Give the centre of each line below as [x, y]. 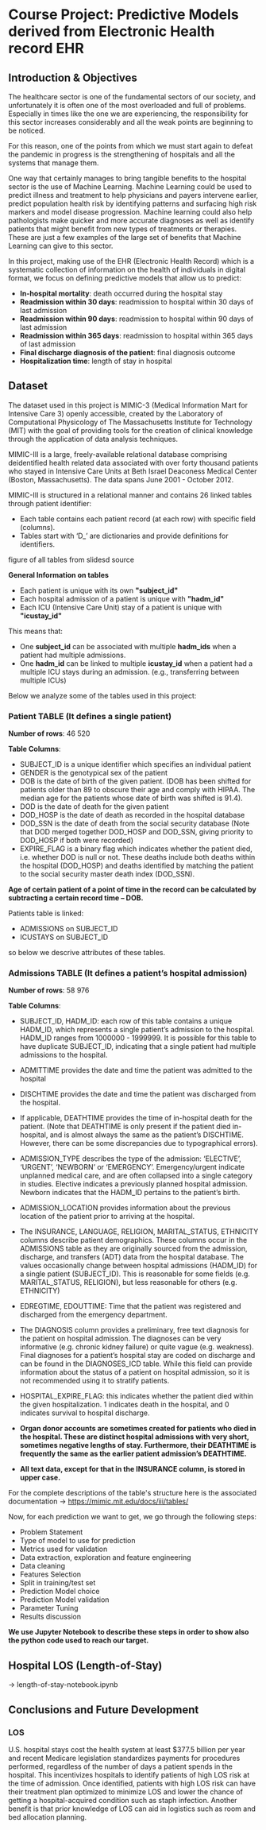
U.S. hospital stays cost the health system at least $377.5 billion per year [127, 1749]
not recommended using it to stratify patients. [94, 1381]
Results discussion [50, 1617]
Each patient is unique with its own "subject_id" [99, 590]
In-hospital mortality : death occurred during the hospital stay [121, 293]
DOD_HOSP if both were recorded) [76, 841]
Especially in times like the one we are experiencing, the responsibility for [128, 114]
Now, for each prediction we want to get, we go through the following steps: [132, 1517]
